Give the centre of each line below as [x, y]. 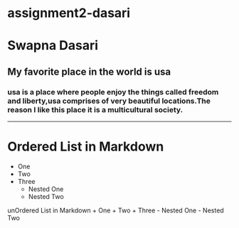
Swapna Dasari [53, 46]
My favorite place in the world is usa [89, 71]
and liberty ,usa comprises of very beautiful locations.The [109, 101]
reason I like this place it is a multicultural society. [95, 109]
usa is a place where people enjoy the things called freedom [113, 92]
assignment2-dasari [69, 13]
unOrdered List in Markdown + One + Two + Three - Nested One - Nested [116, 210]
